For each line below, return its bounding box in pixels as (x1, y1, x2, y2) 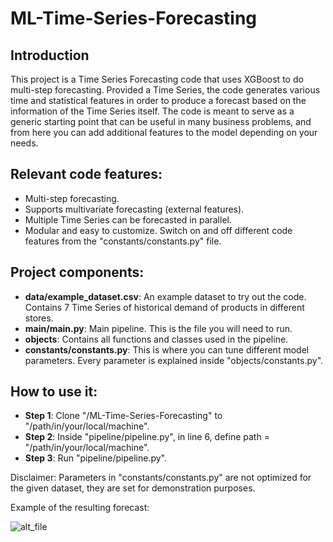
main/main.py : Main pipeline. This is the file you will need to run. (24, 322, 293, 334)
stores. (24, 312, 54, 324)
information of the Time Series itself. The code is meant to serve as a (10, 105, 295, 117)
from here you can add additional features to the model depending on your (10, 127, 318, 138)
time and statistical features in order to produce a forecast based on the (10, 95, 307, 106)
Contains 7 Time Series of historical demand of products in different (24, 301, 305, 313)
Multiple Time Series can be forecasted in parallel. (24, 213, 232, 226)
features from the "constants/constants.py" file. (24, 235, 222, 247)
